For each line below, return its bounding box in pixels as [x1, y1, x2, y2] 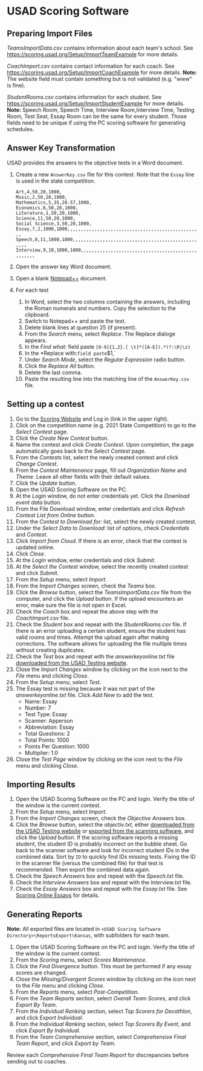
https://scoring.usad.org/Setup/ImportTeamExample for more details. [7, 51, 179, 58]
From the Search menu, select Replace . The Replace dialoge [24, 330, 176, 337]
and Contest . [15, 531, 48, 538]
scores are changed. [15, 969, 67, 977]
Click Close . [15, 550, 46, 557]
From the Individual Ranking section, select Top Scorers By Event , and [15, 1020, 191, 1028]
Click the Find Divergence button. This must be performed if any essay [15, 963, 192, 970]
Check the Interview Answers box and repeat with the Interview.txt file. [15, 879, 192, 886]
